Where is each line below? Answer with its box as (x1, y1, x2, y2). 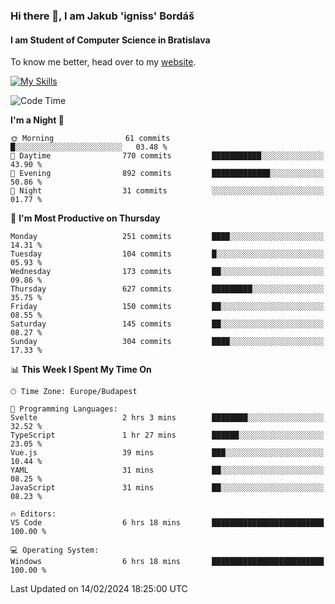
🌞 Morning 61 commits (10, 134, 171, 144)
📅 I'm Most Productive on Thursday (10, 212, 161, 224)
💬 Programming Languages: (10, 404, 118, 414)
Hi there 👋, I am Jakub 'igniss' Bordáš (10, 9, 195, 23)
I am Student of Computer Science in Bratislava (10, 34, 211, 46)
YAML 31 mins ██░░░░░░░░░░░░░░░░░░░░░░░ (10, 465, 325, 476)
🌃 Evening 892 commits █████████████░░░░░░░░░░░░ (10, 169, 325, 179)
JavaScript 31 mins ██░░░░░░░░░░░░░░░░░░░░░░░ (10, 483, 325, 493)
